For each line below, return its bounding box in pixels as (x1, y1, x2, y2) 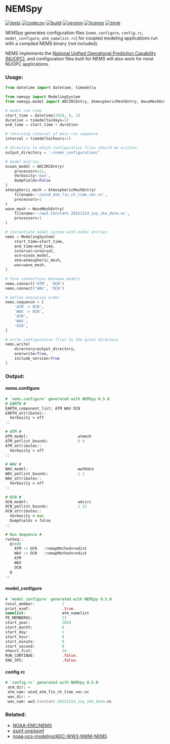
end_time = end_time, (14, 244, 56, 249)
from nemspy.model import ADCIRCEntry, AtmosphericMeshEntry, (5, 99, 139, 104)
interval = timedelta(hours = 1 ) (5, 136, 71, 141)
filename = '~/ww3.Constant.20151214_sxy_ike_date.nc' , (14, 211, 130, 216)
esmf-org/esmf (12, 728, 45, 734)
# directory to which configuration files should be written (5, 145, 137, 151)
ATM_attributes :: (5, 443, 42, 449)
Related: (5, 711, 26, 718)
